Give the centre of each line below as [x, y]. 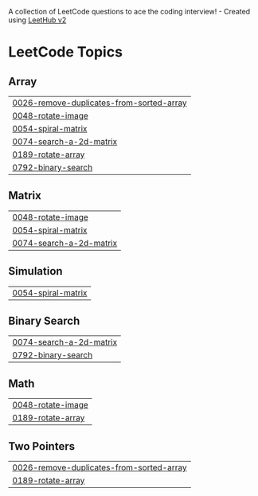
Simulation [35, 271]
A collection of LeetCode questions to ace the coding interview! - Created [129, 12]
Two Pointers [42, 446]
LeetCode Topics [66, 52]
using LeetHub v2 [37, 20]
